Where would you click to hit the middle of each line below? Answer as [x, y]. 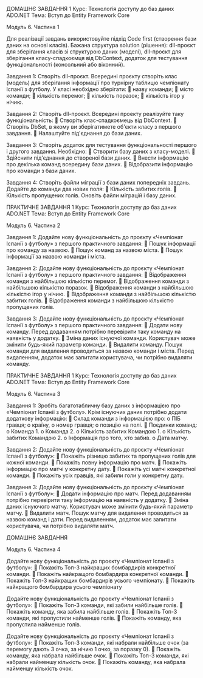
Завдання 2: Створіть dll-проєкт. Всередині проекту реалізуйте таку [95, 114]
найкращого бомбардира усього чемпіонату [64, 587]
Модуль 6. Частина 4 [33, 549]
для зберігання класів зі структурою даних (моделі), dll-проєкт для [94, 52]
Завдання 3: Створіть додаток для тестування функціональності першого [102, 145]
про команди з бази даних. [41, 171]
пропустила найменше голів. [44, 624]
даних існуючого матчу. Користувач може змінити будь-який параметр [100, 507]
